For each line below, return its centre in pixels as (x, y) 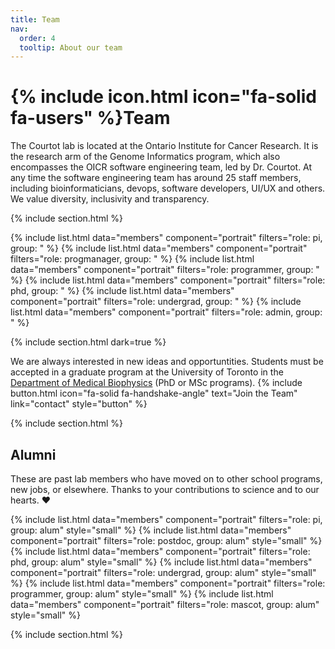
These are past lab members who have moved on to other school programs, (166, 479)
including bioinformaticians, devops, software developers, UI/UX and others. (168, 188)
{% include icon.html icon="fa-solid (163, 97)
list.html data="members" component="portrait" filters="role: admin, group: (166, 312)
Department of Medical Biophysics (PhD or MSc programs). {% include (156, 383)
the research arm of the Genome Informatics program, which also (145, 157)
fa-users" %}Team (90, 118)
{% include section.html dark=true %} (88, 342)
